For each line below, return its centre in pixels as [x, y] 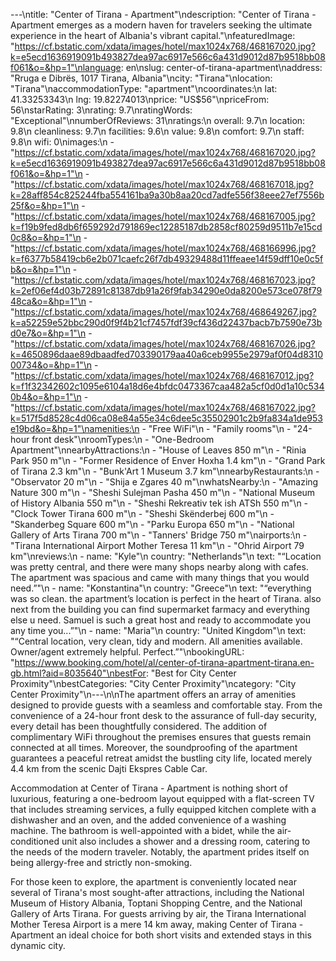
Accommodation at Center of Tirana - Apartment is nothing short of [149, 788]
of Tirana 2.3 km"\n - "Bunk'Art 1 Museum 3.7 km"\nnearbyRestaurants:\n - [165, 471]
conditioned [35, 841]
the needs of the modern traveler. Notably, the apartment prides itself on [160, 852]
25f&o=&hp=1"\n [45, 205]
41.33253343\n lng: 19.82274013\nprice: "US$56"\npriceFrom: [140, 99]
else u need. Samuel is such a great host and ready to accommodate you [161, 620]
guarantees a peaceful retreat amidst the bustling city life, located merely [161, 758]
